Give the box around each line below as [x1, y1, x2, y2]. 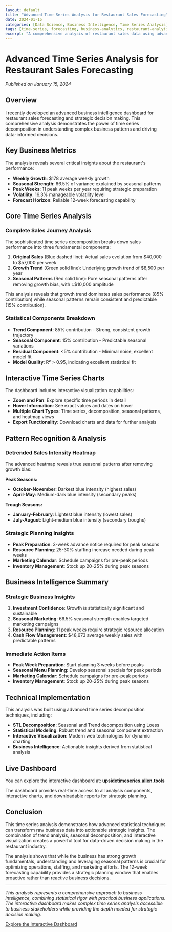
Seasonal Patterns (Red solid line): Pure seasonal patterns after [12, 276, 147, 282]
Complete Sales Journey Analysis [5, 227, 91, 234]
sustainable [12, 610, 37, 617]
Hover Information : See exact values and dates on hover [12, 403, 133, 409]
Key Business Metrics [5, 146, 76, 155]
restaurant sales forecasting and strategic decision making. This [5, 115, 141, 121]
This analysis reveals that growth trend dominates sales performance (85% [5, 291, 164, 297]
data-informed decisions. [5, 131, 59, 137]
